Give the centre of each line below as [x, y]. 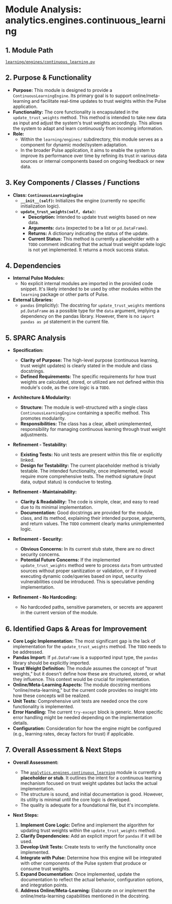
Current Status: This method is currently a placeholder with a [93, 239]
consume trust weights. [45, 869]
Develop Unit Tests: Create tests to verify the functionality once [88, 846]
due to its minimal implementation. [57, 507]
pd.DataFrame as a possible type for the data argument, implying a [90, 311]
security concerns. [40, 554]
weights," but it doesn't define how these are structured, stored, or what [89, 674]
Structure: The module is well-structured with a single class [84, 407]
